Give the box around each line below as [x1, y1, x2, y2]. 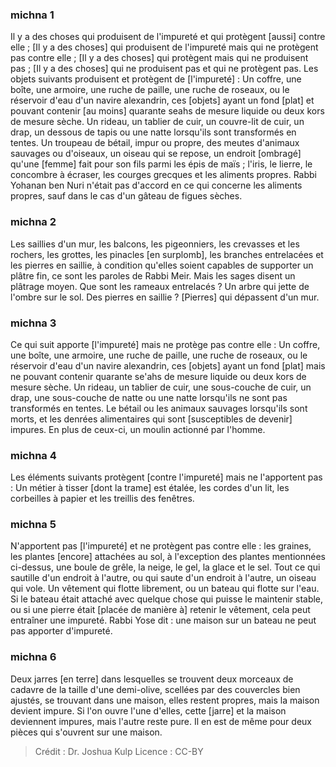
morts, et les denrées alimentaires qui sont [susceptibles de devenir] [10, 413, 293, 425]
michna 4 [10, 448, 57, 462]
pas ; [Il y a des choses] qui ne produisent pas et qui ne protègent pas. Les [10, 63, 319, 75]
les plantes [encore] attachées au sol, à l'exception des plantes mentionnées [10, 551, 326, 563]
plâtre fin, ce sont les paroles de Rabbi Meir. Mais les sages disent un [10, 269, 296, 282]
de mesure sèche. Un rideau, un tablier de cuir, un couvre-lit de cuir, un [10, 116, 305, 128]
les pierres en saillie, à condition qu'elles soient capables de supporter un [10, 259, 314, 271]
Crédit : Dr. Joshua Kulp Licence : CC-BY [34, 745, 204, 757]
